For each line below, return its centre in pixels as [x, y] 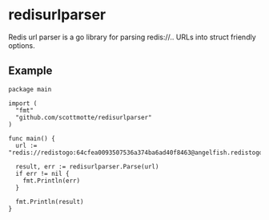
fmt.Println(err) [52, 181]
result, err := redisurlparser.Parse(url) [87, 166]
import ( [23, 103]
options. [22, 45]
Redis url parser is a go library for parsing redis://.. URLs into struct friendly [132, 37]
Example [30, 71]
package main [30, 89]
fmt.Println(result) [50, 202]
